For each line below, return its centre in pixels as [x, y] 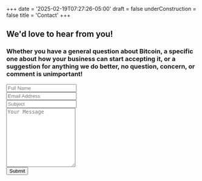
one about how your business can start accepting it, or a [91, 59]
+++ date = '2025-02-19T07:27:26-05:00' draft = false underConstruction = [101, 9]
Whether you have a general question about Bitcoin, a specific [100, 51]
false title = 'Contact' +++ [39, 15]
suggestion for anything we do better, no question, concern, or [101, 67]
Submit [17, 171]
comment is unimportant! [45, 74]
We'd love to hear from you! [60, 34]
